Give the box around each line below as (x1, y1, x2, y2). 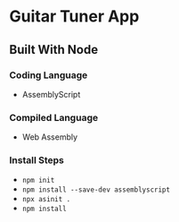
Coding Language (9, 69, 88, 81)
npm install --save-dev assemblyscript (21, 185, 171, 194)
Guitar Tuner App (9, 6, 140, 27)
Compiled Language (9, 111, 99, 124)
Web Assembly (21, 132, 78, 142)
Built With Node (9, 42, 99, 57)
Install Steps (9, 154, 65, 166)
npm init (21, 176, 55, 185)
